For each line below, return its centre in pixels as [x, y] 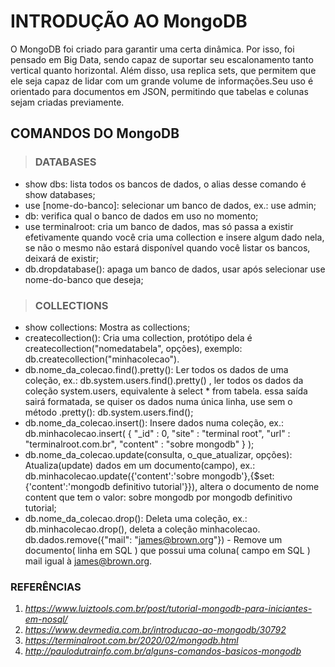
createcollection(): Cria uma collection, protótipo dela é [138, 337]
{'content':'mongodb [67, 486]
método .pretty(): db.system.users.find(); [109, 412]
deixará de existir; [61, 258]
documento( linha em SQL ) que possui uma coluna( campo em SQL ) [167, 550]
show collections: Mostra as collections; [107, 327]
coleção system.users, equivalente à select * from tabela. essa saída [166, 391]
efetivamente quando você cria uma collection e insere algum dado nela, [174, 237]
